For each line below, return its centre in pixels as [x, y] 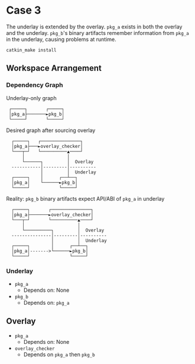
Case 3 [24, 10]
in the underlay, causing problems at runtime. [61, 39]
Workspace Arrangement [54, 68]
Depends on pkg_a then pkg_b [59, 354]
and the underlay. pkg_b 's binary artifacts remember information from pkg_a [97, 33]
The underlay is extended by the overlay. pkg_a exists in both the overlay [94, 27]
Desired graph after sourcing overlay [51, 130]
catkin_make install [32, 50]
